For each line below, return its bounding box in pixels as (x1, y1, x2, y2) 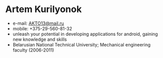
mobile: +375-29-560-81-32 (12, 25, 72, 31)
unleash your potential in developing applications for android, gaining (12, 31, 158, 37)
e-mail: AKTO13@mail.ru (12, 20, 65, 26)
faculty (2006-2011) (12, 47, 55, 53)
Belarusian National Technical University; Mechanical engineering (12, 41, 151, 47)
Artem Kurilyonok (5, 4, 82, 15)
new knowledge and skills (12, 36, 67, 42)
